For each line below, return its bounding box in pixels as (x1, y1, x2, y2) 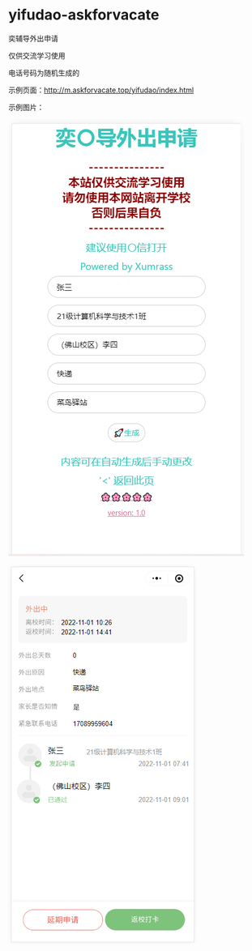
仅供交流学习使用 (8, 50, 66, 60)
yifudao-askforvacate (8, 6, 160, 24)
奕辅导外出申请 (8, 33, 58, 43)
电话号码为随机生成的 (8, 67, 79, 78)
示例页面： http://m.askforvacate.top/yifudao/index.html (8, 85, 194, 95)
